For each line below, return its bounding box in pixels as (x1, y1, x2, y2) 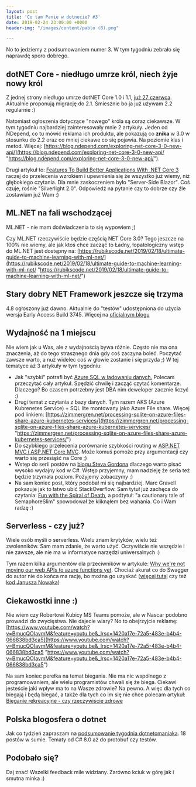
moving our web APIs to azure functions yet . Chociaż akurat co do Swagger (6, 566, 189, 573)
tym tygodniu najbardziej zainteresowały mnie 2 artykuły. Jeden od (6, 124, 168, 131)
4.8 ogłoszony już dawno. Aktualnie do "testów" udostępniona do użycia (6, 305, 181, 312)
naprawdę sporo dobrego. (6, 52, 69, 59)
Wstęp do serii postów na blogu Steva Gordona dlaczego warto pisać (14, 460, 181, 468)
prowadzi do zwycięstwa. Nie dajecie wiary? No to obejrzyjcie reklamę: (6, 618, 178, 625)
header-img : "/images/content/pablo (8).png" (6, 25, 119, 31)
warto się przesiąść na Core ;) (14, 454, 87, 461)
